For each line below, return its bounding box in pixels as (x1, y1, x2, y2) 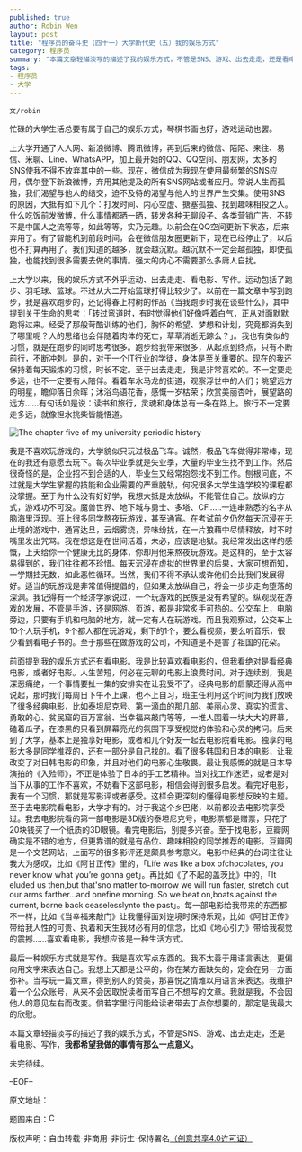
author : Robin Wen (9, 22, 78, 31)
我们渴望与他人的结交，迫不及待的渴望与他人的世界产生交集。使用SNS (24, 187, 286, 198)
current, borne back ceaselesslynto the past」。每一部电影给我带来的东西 (9, 899, 280, 910)
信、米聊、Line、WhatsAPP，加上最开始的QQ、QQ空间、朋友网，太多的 (9, 154, 277, 165)
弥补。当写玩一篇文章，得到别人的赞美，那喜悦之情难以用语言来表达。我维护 (9, 975, 293, 986)
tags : (9, 64, 30, 73)
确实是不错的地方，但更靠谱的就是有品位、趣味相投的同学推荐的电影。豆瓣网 (9, 835, 293, 846)
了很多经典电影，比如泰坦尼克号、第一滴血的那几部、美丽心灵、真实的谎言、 (9, 701, 293, 711)
